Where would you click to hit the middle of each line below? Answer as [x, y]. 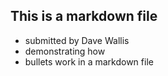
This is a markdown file [84, 16]
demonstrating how [65, 51]
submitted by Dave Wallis [77, 40]
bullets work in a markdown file [89, 61]
